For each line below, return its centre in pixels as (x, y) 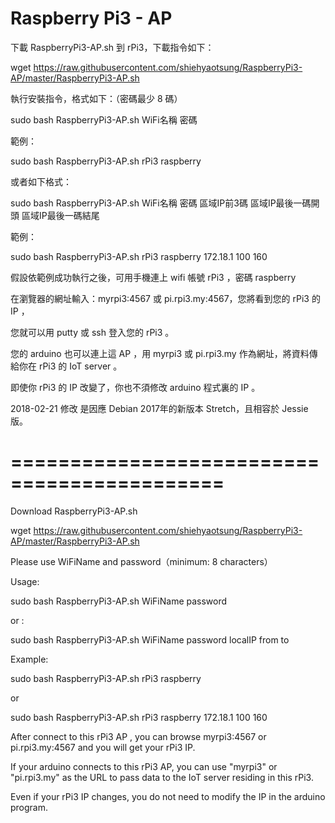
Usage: (25, 581)
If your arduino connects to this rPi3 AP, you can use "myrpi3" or (144, 766)
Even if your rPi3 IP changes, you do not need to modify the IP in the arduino (168, 796)
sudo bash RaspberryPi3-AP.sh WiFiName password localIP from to (150, 639)
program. (29, 807)
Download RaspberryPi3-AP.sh (74, 511)
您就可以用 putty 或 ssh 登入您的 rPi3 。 (92, 332)
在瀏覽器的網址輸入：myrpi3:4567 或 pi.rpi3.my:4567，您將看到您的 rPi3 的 (165, 298)
